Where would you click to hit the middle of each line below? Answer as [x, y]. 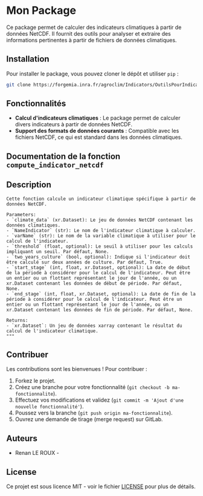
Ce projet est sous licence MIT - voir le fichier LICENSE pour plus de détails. [101, 486]
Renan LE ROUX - [37, 453]
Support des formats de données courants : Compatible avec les [97, 131]
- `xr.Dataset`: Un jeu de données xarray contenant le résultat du [94, 326]
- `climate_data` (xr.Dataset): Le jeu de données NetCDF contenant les [100, 220]
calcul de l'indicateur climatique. [52, 331]
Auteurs [22, 438]
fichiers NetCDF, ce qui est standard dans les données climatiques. [98, 137]
